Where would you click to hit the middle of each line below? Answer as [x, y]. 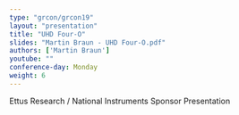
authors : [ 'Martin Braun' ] [60, 51]
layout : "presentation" [54, 26]
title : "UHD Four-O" [48, 34]
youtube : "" [31, 59]
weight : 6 [28, 76]
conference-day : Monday [54, 68]
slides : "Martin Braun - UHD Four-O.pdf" [88, 42]
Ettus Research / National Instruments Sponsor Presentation [120, 101]
